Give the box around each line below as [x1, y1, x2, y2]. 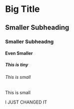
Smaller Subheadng [5, 38, 54, 45]
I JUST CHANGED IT [5, 99, 47, 105]
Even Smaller [5, 51, 33, 56]
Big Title [5, 3, 40, 15]
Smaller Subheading [5, 23, 70, 32]
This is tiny [5, 61, 28, 67]
